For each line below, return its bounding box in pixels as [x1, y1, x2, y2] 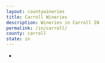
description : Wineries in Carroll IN [6, 19, 100, 25]
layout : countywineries [6, 8, 65, 15]
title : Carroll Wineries [6, 14, 68, 20]
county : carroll [6, 31, 46, 37]
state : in [6, 36, 31, 42]
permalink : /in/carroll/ [6, 25, 68, 31]
